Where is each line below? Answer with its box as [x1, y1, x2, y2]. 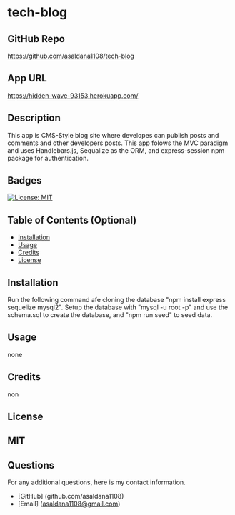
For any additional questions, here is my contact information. [7, 478, 186, 486]
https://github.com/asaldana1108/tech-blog [7, 51, 134, 60]
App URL [7, 72, 48, 84]
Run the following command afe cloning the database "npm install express [7, 296, 226, 304]
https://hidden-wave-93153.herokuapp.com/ [7, 91, 139, 100]
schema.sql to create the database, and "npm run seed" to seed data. [7, 311, 213, 319]
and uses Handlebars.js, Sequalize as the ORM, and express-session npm [7, 146, 225, 154]
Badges [7, 174, 42, 186]
